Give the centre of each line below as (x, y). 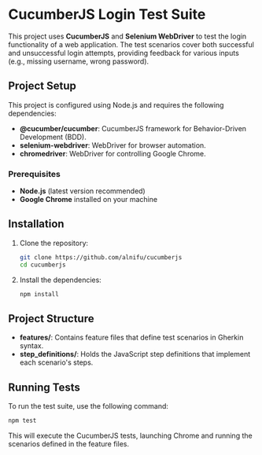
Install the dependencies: (61, 280)
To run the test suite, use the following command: (89, 406)
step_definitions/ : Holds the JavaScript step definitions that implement (135, 354)
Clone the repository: (54, 243)
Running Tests (44, 387)
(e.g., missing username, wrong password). (79, 61)
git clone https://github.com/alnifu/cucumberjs (101, 257)
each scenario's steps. (56, 362)
